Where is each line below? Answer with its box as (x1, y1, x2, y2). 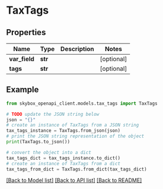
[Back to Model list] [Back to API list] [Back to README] (6, 177, 142, 184)
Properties (6, 27, 46, 37)
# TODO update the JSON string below (6, 111, 100, 117)
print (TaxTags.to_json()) (6, 139, 70, 145)
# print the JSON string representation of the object (6, 133, 145, 140)
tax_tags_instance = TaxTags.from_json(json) (6, 128, 120, 134)
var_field (9, 55, 34, 63)
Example (6, 84, 39, 95)
